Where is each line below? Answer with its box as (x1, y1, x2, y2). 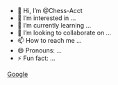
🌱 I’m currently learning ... (17, 21, 92, 29)
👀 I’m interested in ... (17, 14, 76, 22)
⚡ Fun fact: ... (17, 54, 56, 62)
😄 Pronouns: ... (17, 46, 62, 55)
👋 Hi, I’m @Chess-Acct (17, 7, 83, 15)
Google (7, 70, 28, 78)
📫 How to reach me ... (17, 37, 82, 44)
